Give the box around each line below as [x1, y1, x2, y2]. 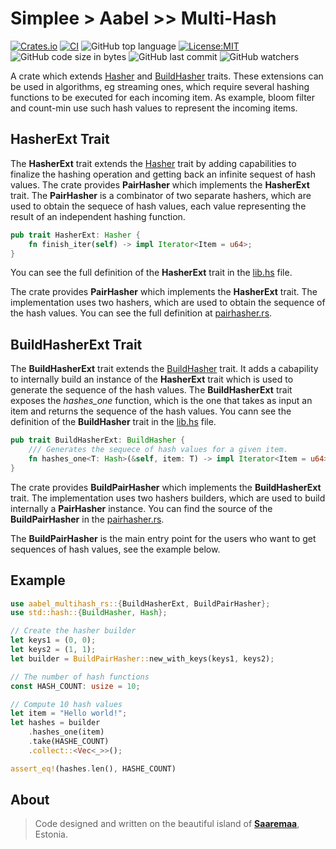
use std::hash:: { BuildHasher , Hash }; [10, 608, 168, 618]
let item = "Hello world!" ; [10, 708, 128, 719]
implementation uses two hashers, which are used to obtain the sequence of [10, 297, 326, 309]
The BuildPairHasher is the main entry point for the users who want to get [10, 532, 317, 544]
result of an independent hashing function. [10, 210, 186, 222]
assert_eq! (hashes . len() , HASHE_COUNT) [10, 763, 177, 774]
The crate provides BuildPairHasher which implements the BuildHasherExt [10, 481, 322, 493]
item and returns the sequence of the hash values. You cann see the [10, 405, 292, 417]
